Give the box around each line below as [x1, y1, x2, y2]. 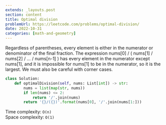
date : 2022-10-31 [5, 26, 42, 31]
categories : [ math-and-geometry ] [5, 31, 76, 36]
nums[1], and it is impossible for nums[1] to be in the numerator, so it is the [5, 61, 161, 67]
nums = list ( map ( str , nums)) [23, 86, 85, 91]
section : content [5, 12, 42, 17]
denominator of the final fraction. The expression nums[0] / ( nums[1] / [5, 50, 153, 56]
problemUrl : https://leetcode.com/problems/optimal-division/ [5, 21, 140, 27]
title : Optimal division [5, 17, 58, 22]
